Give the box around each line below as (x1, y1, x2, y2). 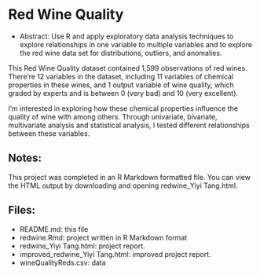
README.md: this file (19, 224, 89, 233)
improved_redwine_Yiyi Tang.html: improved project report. (19, 249, 211, 258)
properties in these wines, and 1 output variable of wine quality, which (8, 80, 234, 90)
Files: (8, 203, 35, 217)
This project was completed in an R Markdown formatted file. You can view (8, 172, 251, 181)
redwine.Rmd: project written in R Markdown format (19, 233, 188, 242)
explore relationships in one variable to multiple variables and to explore (19, 39, 253, 49)
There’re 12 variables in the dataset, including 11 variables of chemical (8, 71, 234, 81)
